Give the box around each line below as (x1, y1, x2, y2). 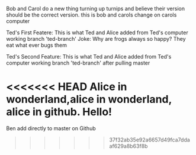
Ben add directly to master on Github (6, 124, 96, 132)
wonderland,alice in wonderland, (6, 93, 172, 106)
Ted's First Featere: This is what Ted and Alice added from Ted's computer (6, 29, 188, 36)
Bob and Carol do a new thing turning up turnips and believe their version (6, 5, 185, 12)
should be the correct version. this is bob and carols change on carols (6, 11, 177, 18)
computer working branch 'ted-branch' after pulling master (6, 59, 150, 66)
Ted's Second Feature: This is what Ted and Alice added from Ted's (6, 53, 172, 60)
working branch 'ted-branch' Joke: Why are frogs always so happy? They (6, 35, 186, 42)
